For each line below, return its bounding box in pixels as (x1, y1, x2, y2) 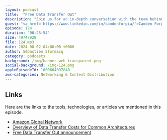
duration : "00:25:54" (5, 30, 50, 35)
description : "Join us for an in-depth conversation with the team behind (5, 16, 164, 21)
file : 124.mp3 (5, 40, 35, 45)
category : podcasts (5, 53, 46, 59)
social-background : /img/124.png (5, 63, 75, 68)
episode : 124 (5, 26, 32, 31)
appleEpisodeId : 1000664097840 (5, 68, 70, 73)
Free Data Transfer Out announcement (12, 129, 91, 135)
